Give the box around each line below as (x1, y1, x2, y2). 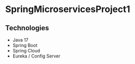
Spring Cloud (12, 48, 40, 53)
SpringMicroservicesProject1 (5, 4, 130, 15)
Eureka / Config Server (12, 53, 61, 59)
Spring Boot (12, 42, 38, 48)
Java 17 (12, 37, 29, 43)
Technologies (5, 24, 50, 32)
